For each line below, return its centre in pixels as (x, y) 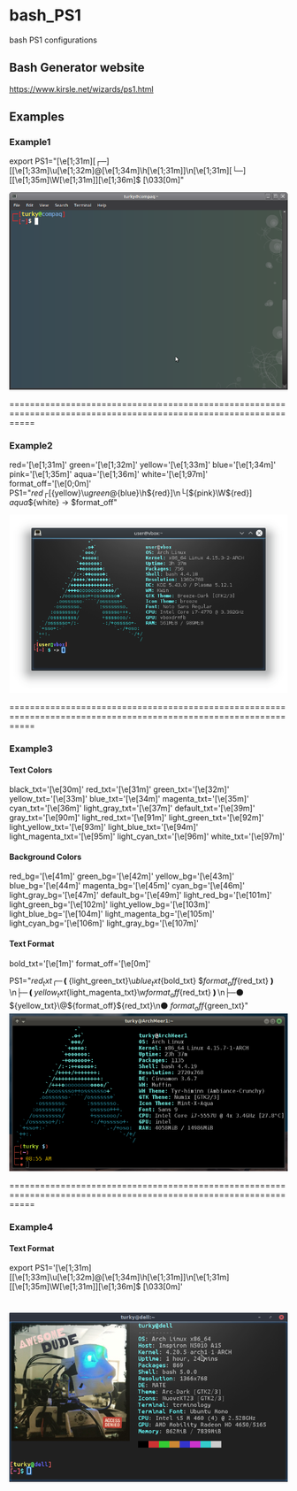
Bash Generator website (77, 68)
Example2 (31, 445)
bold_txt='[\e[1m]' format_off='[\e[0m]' (80, 963)
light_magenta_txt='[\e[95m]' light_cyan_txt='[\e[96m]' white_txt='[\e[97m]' (147, 836)
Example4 (31, 1226)
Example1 (30, 142)
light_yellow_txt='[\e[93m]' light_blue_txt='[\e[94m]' (104, 827)
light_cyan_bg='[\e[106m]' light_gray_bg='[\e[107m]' (104, 923)
